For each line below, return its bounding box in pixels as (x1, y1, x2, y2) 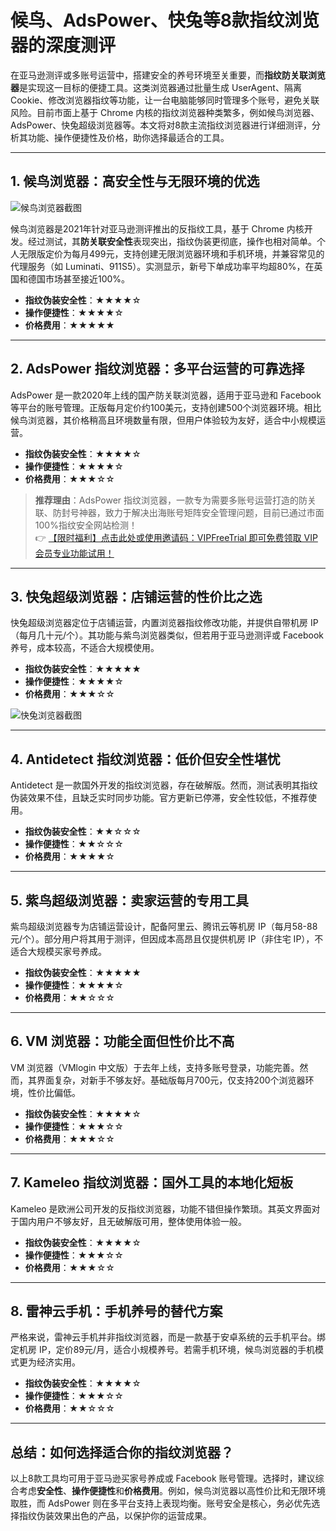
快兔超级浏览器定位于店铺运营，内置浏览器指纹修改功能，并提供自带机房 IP (10, 617, 319, 629)
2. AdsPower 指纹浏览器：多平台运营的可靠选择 (10, 361, 305, 378)
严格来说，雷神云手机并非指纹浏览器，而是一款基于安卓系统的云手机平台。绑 (10, 1331, 326, 1343)
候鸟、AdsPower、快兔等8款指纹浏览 (10, 9, 320, 32)
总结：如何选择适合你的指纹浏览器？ (10, 1444, 234, 1461)
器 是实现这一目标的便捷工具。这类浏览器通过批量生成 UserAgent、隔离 (10, 81, 302, 93)
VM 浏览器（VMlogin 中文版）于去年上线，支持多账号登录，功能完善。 (10, 1061, 300, 1073)
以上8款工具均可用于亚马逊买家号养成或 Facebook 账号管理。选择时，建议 (10, 1472, 316, 1485)
